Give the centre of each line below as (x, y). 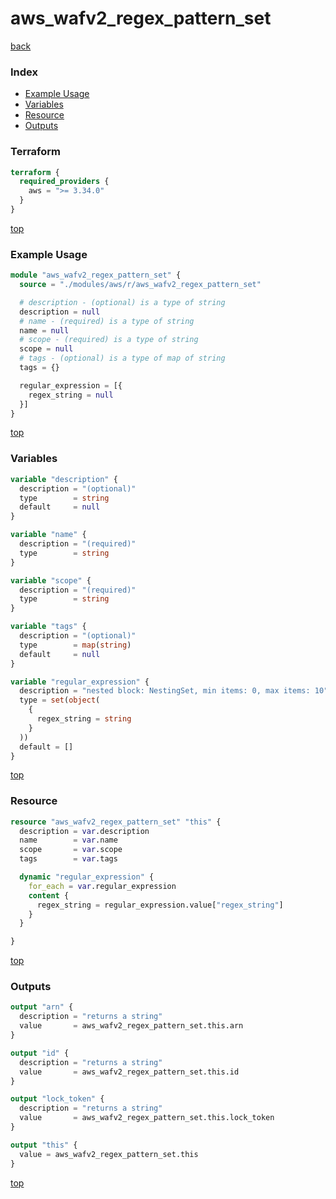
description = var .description (84, 831)
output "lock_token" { (57, 1099)
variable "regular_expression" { (80, 682)
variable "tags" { (48, 627)
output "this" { (44, 1145)
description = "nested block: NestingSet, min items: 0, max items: (165, 691)
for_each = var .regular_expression (102, 886)
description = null (60, 312)
